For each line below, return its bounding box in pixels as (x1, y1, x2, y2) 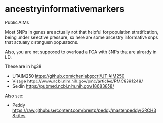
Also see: (5, 93, 24, 99)
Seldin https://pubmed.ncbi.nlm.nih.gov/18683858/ (12, 83, 114, 89)
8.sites (12, 112, 26, 118)
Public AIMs (5, 20, 29, 25)
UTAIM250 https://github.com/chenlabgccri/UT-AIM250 (12, 73, 125, 79)
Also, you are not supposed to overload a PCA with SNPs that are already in (5, 49, 157, 55)
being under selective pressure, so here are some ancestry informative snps (5, 34, 158, 40)
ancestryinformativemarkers (5, 3, 125, 15)
